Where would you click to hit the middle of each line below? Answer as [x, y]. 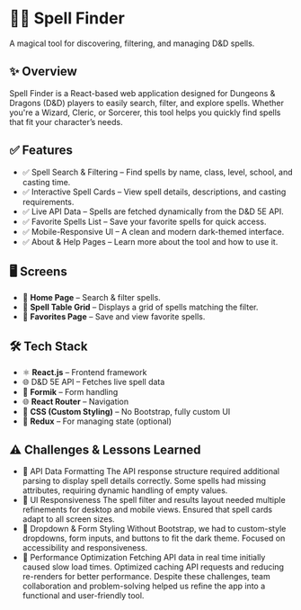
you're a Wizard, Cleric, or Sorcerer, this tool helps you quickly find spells [145, 112]
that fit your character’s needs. [66, 121]
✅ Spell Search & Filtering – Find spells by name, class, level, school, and [157, 172]
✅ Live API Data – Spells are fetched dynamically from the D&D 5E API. [153, 211]
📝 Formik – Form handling [70, 392]
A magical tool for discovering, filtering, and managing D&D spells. [132, 43]
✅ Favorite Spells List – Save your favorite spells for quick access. [144, 221]
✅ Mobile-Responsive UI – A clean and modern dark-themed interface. [153, 231]
